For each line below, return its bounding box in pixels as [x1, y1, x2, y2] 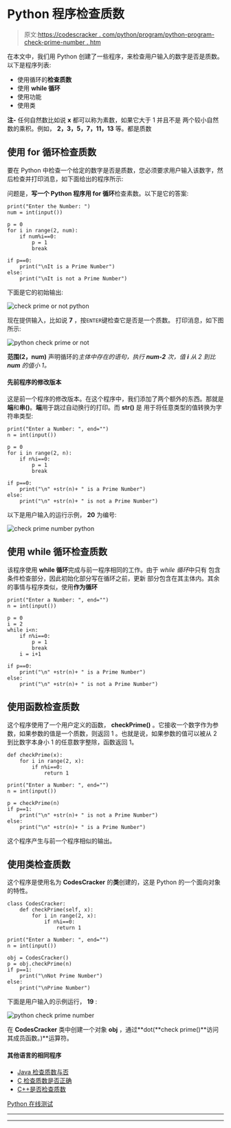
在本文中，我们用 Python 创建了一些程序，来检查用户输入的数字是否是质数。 [7, 52, 223, 60]
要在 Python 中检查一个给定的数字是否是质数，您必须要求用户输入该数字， [7, 166, 218, 174]
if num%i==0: [19, 233, 57, 240]
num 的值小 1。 [7, 361, 50, 369]
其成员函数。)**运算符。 [7, 1034, 74, 1042]
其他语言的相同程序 [7, 1051, 62, 1059]
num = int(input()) [7, 209, 63, 216]
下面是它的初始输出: [7, 288, 64, 296]
